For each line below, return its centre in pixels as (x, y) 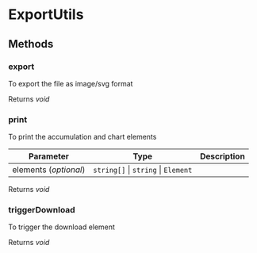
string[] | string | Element (142, 170)
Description (222, 156)
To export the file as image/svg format (71, 83)
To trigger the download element (61, 227)
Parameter (49, 156)
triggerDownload (42, 210)
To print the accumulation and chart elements (82, 137)
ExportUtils (46, 15)
